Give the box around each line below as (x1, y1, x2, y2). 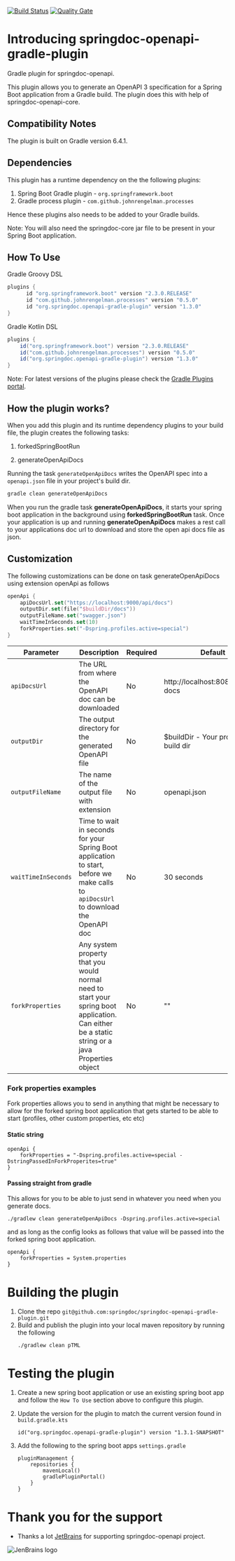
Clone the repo (17, 1307, 61, 1316)
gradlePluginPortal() (43, 1473, 106, 1480)
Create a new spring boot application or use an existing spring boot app (17, 1389, 225, 1397)
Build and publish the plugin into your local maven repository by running (17, 1321, 225, 1330)
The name (78, 770, 112, 779)
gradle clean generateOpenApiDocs (7, 490, 108, 497)
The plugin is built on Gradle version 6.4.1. (7, 137, 128, 145)
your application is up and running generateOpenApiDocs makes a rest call (7, 517, 226, 526)
